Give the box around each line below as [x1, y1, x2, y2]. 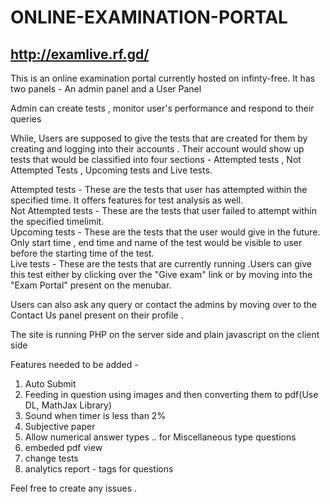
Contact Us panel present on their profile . [10, 309, 184, 321]
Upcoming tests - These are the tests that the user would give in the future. [10, 226, 321, 238]
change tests [24, 452, 79, 464]
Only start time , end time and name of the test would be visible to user [10, 237, 303, 248]
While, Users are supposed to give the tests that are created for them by [10, 132, 308, 144]
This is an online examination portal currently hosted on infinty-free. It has [10, 72, 316, 84]
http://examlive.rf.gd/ [10, 46, 150, 63]
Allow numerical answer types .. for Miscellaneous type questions [24, 431, 297, 443]
